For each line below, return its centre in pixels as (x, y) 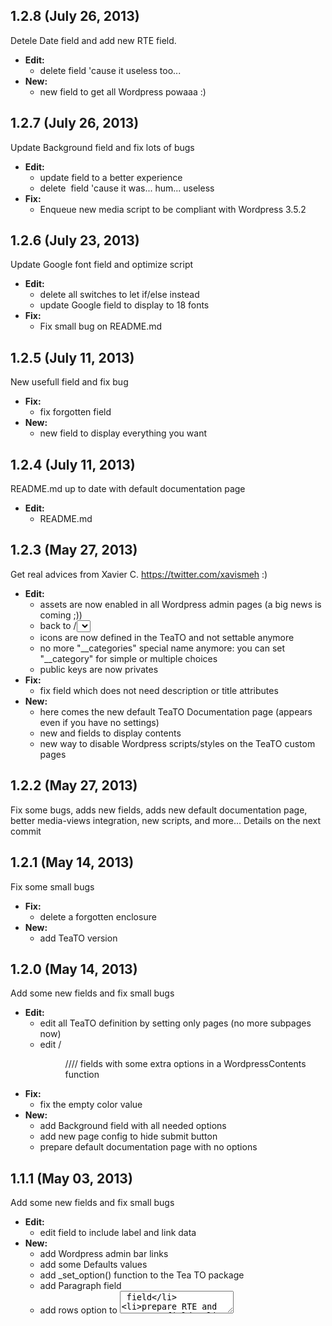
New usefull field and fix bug (69, 382)
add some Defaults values (93, 1265)
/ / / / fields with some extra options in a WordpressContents (185, 1064)
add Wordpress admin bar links (104, 1254)
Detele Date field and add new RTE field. (93, 40)
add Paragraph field (80, 1286)
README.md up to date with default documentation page (128, 489)
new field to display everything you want (123, 433)
